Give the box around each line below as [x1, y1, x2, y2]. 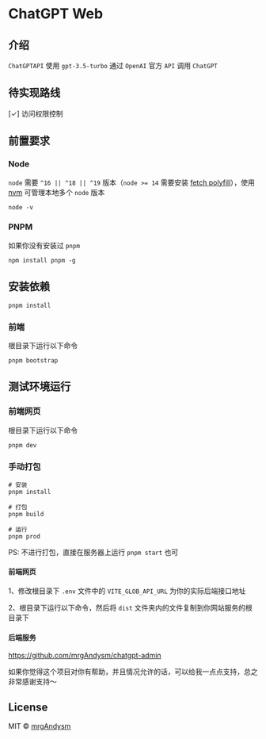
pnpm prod [8, 532, 41, 540]
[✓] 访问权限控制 [8, 109, 63, 118]
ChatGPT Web [8, 5, 104, 23]
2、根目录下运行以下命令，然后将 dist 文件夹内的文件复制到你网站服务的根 [8, 603, 253, 613]
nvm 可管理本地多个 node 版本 [8, 187, 105, 197]
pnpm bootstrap [8, 356, 59, 365]
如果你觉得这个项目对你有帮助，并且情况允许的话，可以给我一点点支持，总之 [8, 667, 258, 676]
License [8, 700, 48, 714]
